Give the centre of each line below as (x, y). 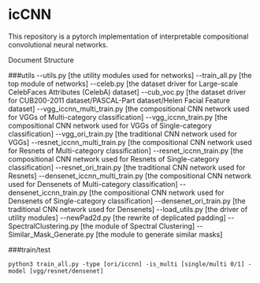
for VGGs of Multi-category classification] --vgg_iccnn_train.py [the (118, 117)
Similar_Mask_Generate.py (51, 234)
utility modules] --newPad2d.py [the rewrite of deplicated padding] (117, 218)
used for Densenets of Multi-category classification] (93, 184)
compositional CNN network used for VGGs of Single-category (110, 125)
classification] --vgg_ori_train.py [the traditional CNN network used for (123, 134)
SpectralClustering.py (43, 225)
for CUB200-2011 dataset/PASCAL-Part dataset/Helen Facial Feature (119, 100)
